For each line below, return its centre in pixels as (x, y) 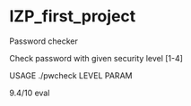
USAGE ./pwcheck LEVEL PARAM (71, 75)
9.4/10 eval (30, 93)
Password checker (43, 41)
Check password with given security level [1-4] (96, 58)
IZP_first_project (73, 16)
